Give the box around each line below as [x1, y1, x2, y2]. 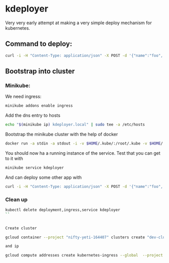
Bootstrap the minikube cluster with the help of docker [5, 131, 118, 138]
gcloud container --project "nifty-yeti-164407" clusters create [5, 235, 145, 240]
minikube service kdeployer [5, 165, 64, 170]
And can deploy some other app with [5, 174, 82, 180]
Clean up [5, 196, 28, 203]
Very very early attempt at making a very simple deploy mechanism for [5, 20, 152, 26]
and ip [5, 244, 19, 249]
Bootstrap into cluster [5, 67, 75, 76]
